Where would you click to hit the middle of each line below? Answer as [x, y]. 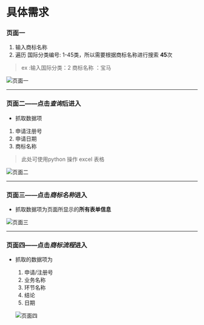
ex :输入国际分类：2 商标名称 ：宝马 [66, 68]
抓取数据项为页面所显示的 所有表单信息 [63, 210]
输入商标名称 [31, 47]
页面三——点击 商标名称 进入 [47, 195]
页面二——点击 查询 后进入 [44, 104]
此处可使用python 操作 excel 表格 [63, 159]
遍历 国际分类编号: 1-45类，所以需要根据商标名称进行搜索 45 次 [94, 55]
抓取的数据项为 [34, 259]
